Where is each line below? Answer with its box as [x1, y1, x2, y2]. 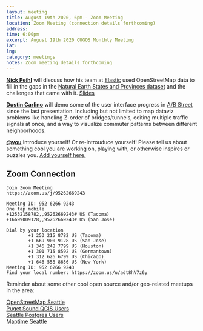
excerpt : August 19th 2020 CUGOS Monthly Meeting [6, 37, 135, 43]
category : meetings [6, 54, 56, 60]
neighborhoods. [6, 127, 47, 134]
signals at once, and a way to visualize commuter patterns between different [6, 120, 198, 127]
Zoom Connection [6, 169, 76, 179]
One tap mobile [6, 206, 45, 212]
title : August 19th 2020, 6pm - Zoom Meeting [6, 15, 123, 21]
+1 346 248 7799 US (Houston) [28, 243, 104, 249]
